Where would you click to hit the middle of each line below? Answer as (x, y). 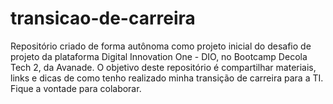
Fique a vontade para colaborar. (76, 88)
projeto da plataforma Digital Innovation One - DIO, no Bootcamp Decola (159, 56)
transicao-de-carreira (103, 18)
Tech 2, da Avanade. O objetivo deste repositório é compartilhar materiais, (163, 67)
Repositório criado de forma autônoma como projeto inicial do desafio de (161, 46)
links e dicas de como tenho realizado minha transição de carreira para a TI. (167, 78)
